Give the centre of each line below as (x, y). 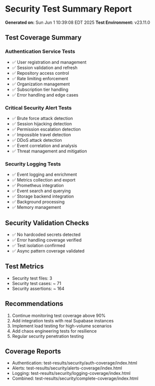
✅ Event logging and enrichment (45, 175)
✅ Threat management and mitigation (49, 151)
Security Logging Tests (33, 164)
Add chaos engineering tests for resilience (54, 331)
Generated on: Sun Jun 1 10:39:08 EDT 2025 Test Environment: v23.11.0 (77, 22)
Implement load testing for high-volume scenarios (62, 326)
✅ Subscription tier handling (40, 89)
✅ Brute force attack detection (42, 118)
